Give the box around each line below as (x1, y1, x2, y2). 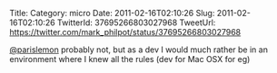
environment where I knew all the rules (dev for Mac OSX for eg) (9, 54, 251, 64)
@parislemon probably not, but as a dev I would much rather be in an (9, 44, 268, 55)
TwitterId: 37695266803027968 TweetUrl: (57, 17, 216, 28)
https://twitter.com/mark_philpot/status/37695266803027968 (9, 27, 242, 37)
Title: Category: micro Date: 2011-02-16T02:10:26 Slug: (9, 8, 215, 18)
